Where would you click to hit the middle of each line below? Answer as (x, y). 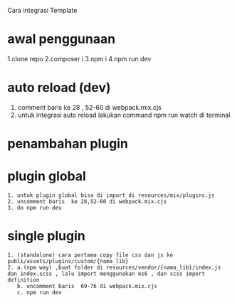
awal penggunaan (62, 39)
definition (23, 280)
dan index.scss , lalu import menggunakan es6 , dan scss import (106, 274)
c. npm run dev (39, 292)
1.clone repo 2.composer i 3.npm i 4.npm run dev (79, 58)
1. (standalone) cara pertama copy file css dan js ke (90, 255)
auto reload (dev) (59, 88)
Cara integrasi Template (42, 10)
